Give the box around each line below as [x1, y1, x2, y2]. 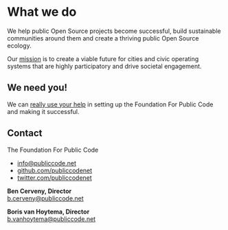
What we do [7, 4, 77, 20]
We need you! [7, 82, 67, 93]
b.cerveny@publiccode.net [7, 194, 84, 203]
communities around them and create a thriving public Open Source [7, 34, 199, 42]
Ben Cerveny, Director [7, 187, 72, 195]
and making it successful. [7, 107, 80, 115]
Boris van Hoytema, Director [7, 207, 90, 216]
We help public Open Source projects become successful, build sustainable [7, 27, 221, 35]
